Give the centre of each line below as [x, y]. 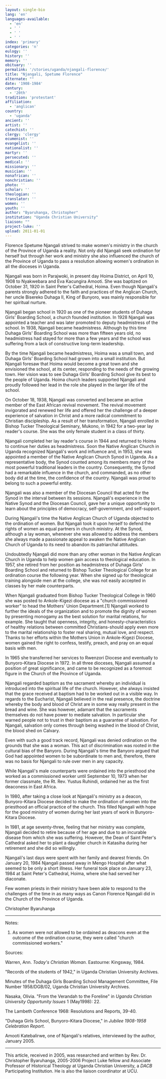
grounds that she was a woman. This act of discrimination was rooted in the [82, 745]
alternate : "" [20, 79]
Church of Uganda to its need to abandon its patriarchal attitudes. [72, 544]
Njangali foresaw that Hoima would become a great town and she [72, 364]
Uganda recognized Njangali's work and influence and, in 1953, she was [79, 451]
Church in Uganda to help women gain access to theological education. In [80, 559]
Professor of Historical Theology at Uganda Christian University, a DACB [79, 1066]
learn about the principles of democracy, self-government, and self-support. [83, 508]
